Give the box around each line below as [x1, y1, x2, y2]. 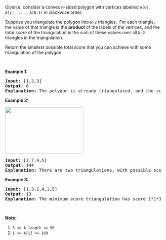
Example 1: [5, 69, 28, 75]
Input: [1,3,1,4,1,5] [5, 186, 58, 192]
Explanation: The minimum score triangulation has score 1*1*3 [5, 196, 162, 201]
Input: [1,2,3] [5, 79, 42, 83]
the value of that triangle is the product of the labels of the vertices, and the [5, 24, 160, 30]
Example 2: [5, 97, 29, 103]
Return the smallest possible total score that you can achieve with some [5, 44, 152, 50]
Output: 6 [5, 83, 29, 88]
